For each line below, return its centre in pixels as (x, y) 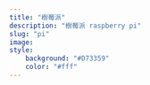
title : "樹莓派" (37, 17)
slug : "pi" (29, 34)
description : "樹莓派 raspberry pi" (75, 26)
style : (21, 50)
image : (21, 42)
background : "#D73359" (67, 58)
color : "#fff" (51, 67)
